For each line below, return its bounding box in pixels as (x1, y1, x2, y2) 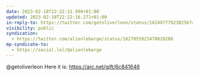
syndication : (6, 31, 38, 37)
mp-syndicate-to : (6, 42, 49, 48)
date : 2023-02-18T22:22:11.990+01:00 (6, 8, 99, 15)
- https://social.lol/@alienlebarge (11, 47, 102, 53)
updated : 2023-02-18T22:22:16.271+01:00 (6, 14, 108, 20)
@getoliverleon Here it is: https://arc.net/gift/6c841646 (6, 63, 140, 70)
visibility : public (6, 25, 54, 31)
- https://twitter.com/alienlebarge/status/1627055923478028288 (11, 36, 174, 42)
